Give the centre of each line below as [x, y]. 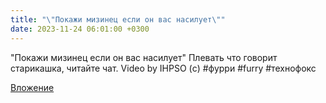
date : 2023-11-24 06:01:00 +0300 [80, 29]
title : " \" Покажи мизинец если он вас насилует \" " [118, 19]
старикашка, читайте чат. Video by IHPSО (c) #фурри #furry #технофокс [163, 68]
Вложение [32, 87]
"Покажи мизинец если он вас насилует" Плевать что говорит [144, 57]
